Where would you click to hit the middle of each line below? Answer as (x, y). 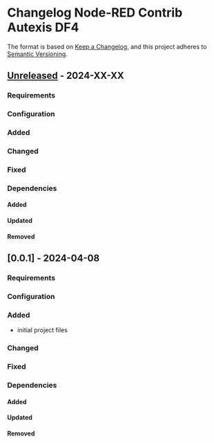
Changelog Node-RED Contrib (95, 13)
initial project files (42, 330)
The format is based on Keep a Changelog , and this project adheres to (107, 46)
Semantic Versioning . (37, 54)
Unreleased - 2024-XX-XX (66, 76)
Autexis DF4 (43, 27)
